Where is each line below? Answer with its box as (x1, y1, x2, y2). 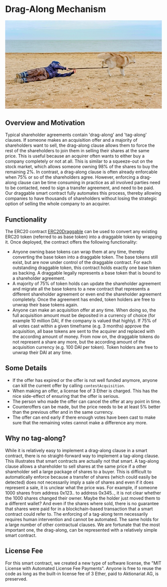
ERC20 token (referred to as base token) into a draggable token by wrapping (5, 234, 162, 240)
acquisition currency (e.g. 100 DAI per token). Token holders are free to (12, 344, 158, 350)
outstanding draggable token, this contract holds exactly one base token (12, 265, 161, 271)
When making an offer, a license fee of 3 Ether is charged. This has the (12, 388, 158, 394)
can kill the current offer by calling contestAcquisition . (12, 382, 125, 388)
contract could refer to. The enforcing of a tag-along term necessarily (5, 511, 148, 517)
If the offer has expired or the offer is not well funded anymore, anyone (12, 377, 158, 383)
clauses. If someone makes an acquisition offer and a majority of (5, 137, 138, 143)
